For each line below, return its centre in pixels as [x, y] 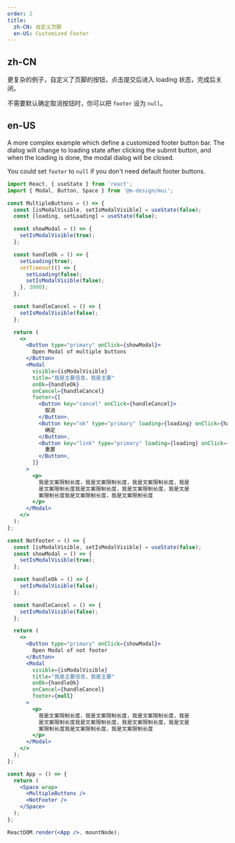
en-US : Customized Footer [51, 33]
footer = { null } [53, 696]
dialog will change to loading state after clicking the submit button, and [109, 150]
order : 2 [20, 14]
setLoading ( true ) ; [47, 261]
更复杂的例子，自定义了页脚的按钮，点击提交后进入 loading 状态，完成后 [112, 80]
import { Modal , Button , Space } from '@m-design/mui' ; [90, 190]
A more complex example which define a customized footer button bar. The [116, 142]
